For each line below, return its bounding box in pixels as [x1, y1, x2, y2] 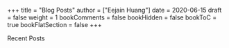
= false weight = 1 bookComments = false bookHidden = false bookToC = [7, 13, 217, 22]
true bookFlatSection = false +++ [7, 21, 102, 29]
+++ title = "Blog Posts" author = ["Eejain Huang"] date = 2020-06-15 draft [7, 6, 222, 14]
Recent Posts [7, 34, 45, 42]
